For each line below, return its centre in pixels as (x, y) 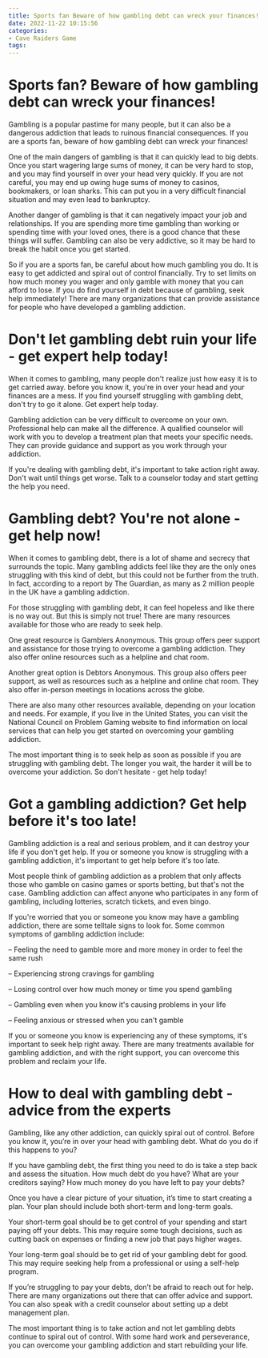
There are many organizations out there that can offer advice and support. (131, 1296)
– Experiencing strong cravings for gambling (81, 973)
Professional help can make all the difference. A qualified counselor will (126, 428)
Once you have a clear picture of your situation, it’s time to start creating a (130, 1198)
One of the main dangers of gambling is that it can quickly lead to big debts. (133, 157)
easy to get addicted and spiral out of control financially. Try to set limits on (132, 273)
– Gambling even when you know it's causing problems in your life (117, 1004)
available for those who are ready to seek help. (86, 624)
